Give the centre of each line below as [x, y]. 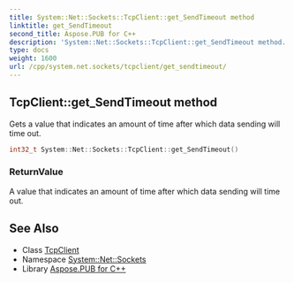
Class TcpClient [50, 249]
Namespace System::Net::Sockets [84, 259]
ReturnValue [36, 172]
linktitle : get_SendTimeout [61, 26]
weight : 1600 [33, 58]
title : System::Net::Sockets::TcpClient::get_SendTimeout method [132, 17]
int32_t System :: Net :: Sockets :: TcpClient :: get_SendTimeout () [124, 149]
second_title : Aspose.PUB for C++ [73, 34]
